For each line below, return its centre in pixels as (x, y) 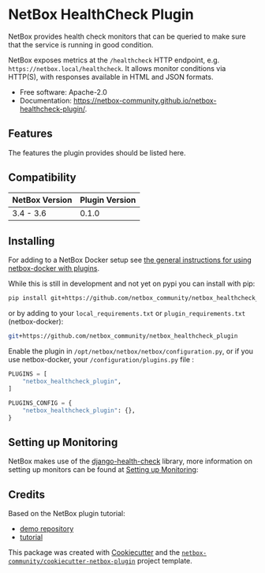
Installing (32, 241)
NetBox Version (42, 200)
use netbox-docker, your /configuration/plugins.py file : (101, 360)
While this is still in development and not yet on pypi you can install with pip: (132, 284)
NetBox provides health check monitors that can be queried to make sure (127, 36)
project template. (165, 561)
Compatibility (42, 178)
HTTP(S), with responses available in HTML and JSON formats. (111, 77)
